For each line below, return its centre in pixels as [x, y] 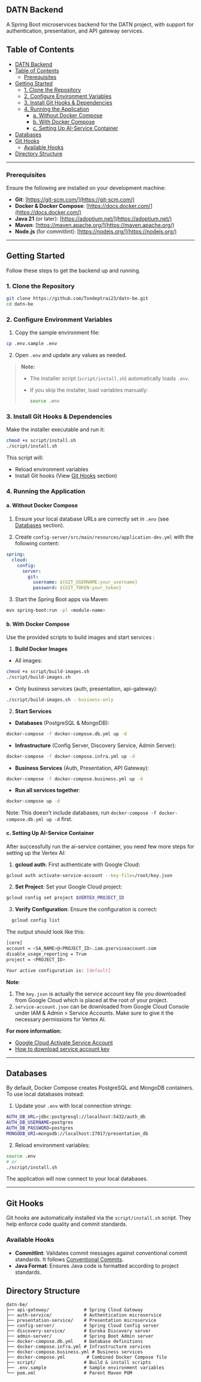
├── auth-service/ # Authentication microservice [84, 1315]
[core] [14, 943]
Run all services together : [48, 790]
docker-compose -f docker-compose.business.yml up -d [75, 779]
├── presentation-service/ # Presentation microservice [81, 1321]
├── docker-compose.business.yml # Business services [75, 1352]
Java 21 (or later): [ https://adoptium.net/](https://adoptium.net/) [93, 218]
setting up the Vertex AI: [36, 852]
